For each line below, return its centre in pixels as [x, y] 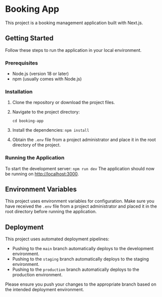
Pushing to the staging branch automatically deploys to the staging [81, 259]
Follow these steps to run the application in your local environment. [73, 50]
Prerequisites [21, 63]
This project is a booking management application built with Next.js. [74, 23]
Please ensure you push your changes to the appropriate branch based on [81, 284]
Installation [19, 91]
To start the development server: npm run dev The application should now [80, 168]
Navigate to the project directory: [46, 112]
